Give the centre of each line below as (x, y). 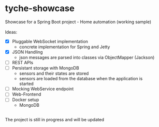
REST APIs (22, 63)
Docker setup (25, 100)
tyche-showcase (40, 8)
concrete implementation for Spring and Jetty (65, 47)
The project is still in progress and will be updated (55, 120)
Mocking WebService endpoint (43, 89)
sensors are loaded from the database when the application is (81, 79)
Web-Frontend (27, 94)
